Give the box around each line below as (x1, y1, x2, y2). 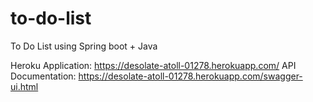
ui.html (10, 80, 39, 92)
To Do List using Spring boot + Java (10, 40, 158, 52)
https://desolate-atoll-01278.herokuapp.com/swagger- (78, 70, 303, 82)
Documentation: (10, 70, 77, 82)
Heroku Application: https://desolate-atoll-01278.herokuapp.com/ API (10, 59, 297, 71)
